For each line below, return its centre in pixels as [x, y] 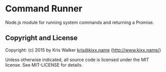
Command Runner [44, 9]
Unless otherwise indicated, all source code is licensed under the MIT [77, 60]
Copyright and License [41, 38]
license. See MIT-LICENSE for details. [44, 65]
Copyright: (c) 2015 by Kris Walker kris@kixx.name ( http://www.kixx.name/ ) [83, 50]
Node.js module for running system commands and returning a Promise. [80, 22]
